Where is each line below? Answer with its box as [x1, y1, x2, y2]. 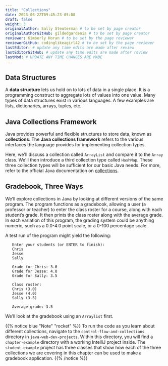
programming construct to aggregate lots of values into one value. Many [5, 92, 156, 98]
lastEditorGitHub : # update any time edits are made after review [5, 50, 148, 55]
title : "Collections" [5, 7, 51, 13]
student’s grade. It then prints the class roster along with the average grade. [5, 212, 163, 218]
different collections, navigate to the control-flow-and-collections [5, 328, 145, 334]
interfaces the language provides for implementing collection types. [5, 142, 146, 147]
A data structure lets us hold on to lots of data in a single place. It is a [5, 87, 150, 93]
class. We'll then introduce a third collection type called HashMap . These [5, 157, 153, 162]
